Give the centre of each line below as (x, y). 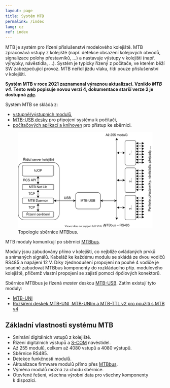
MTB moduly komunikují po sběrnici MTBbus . (53, 242)
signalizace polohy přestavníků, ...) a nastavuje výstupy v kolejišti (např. (80, 58)
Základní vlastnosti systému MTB (59, 325)
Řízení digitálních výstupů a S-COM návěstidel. (61, 343)
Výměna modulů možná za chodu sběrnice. (58, 370)
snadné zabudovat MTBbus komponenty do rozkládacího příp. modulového (84, 268)
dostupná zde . (21, 95)
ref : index (17, 32)
